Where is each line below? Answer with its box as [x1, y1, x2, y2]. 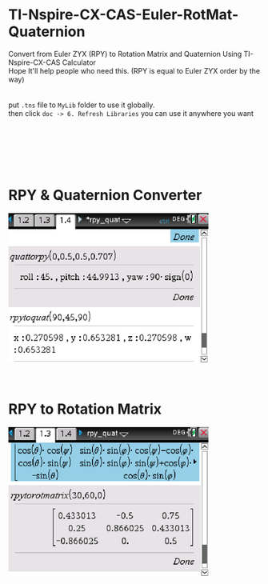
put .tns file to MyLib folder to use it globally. [8, 100, 155, 110]
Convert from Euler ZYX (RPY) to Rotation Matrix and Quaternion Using [8, 49, 242, 58]
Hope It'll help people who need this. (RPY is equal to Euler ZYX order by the [8, 66, 261, 75]
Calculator [62, 58, 96, 67]
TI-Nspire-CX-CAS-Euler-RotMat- [8, 6, 239, 24]
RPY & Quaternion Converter [8, 186, 202, 205]
